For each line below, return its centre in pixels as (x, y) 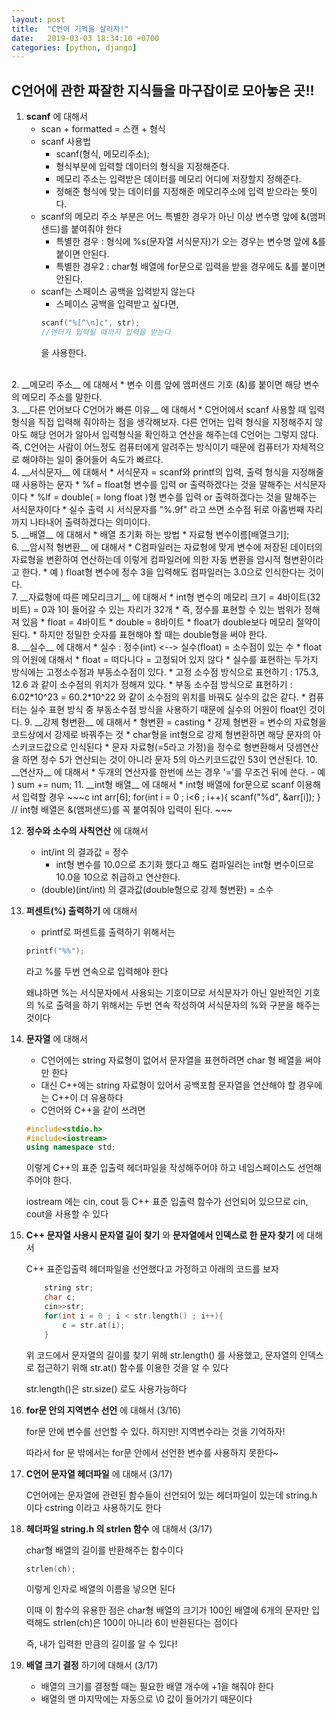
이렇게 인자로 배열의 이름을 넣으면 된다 (100, 1589)
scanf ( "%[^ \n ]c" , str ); (90, 323)
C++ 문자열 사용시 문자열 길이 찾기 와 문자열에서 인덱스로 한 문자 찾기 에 (165, 1235)
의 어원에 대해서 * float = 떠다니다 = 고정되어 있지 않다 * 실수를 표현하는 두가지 (165, 659)
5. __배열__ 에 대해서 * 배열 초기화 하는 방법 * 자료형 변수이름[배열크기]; (150, 534)
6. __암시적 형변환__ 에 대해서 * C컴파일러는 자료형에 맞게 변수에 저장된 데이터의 (167, 547)
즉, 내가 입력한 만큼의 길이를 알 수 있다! (101, 1644)
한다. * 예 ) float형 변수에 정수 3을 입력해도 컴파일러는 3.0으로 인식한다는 (163, 572)
